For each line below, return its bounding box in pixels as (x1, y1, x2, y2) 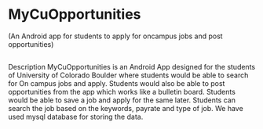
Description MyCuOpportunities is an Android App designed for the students (8, 63, 256, 72)
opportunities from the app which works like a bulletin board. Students (8, 88, 236, 97)
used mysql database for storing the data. (8, 112, 144, 122)
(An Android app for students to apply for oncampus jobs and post (8, 31, 223, 41)
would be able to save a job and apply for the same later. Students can (8, 95, 236, 105)
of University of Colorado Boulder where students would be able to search (8, 70, 249, 80)
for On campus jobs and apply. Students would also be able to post (8, 79, 225, 88)
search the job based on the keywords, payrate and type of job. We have (8, 104, 243, 113)
